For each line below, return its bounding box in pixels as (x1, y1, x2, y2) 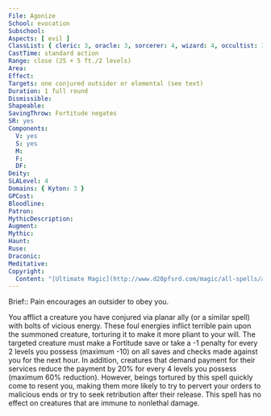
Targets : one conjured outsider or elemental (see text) (8, 79, 204, 87)
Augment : (8, 222, 38, 230)
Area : (8, 65, 27, 73)
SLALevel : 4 (8, 177, 48, 186)
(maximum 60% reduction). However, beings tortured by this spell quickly (8, 372, 253, 382)
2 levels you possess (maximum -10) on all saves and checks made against (8, 347, 258, 356)
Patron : (8, 207, 35, 215)
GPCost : (8, 191, 35, 200)
